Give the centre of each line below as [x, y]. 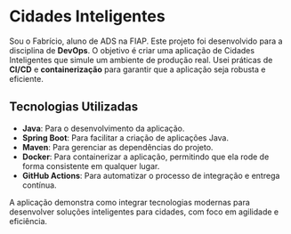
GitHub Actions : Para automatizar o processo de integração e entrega [151, 175]
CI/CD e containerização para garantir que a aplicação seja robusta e [137, 69]
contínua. [39, 185]
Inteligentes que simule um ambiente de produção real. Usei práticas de [141, 60]
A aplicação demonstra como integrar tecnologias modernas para [130, 202]
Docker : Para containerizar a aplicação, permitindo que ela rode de [145, 157]
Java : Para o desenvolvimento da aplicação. [103, 128]
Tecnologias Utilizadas [74, 107]
